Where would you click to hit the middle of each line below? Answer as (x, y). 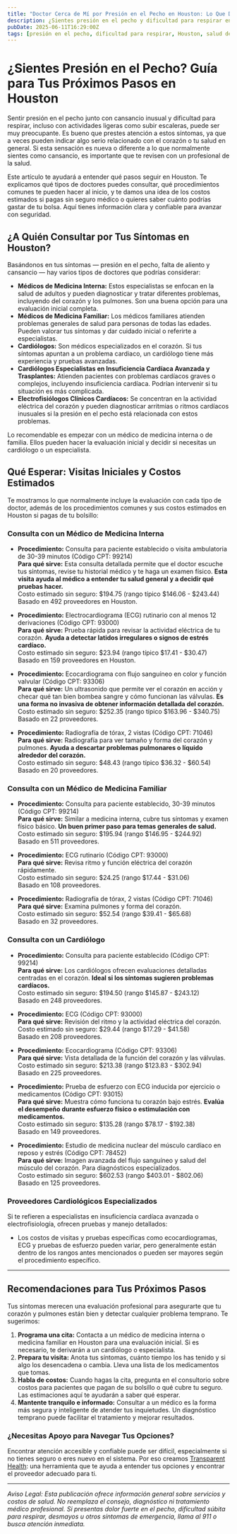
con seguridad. (29, 215)
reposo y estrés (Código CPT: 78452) (72, 1152)
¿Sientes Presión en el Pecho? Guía (113, 69)
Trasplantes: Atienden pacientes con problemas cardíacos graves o (116, 376)
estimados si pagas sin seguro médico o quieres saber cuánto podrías (109, 199)
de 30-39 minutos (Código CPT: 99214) (75, 556)
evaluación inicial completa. (58, 309)
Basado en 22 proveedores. (58, 719)
